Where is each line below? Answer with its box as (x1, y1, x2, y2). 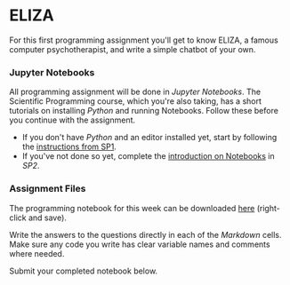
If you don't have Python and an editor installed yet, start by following (21, 132, 278, 143)
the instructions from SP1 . (21, 141, 117, 152)
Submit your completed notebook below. (9, 265, 158, 276)
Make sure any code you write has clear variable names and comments (9, 239, 270, 249)
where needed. (9, 248, 65, 258)
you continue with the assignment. (9, 115, 136, 125)
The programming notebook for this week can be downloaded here (9, 202, 255, 213)
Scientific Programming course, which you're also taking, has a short (9, 96, 262, 107)
